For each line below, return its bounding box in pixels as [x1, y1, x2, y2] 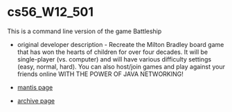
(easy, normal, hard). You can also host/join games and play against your [17, 62, 225, 71]
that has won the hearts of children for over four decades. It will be [17, 48, 208, 56]
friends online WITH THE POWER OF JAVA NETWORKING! [17, 70, 184, 78]
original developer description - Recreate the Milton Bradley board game [17, 40, 224, 48]
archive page [17, 96, 55, 104]
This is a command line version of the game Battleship [7, 27, 162, 35]
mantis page [17, 83, 53, 91]
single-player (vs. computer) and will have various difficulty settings [17, 55, 212, 63]
